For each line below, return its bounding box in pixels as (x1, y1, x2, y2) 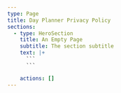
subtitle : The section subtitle (20, 43, 114, 50)
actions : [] (20, 75, 55, 82)
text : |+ (20, 50, 45, 57)
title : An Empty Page (20, 36, 83, 43)
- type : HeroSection (13, 29, 73, 37)
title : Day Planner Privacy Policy (7, 17, 111, 24)
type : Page (7, 10, 39, 17)
